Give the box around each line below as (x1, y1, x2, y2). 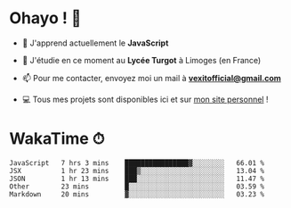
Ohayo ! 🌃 (9, 8, 82, 29)
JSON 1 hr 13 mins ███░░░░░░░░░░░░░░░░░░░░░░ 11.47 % (9, 174, 265, 183)
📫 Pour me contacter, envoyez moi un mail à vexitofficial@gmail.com (21, 72, 282, 83)
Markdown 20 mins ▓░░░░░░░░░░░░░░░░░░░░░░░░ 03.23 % (9, 189, 265, 199)
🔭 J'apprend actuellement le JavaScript (21, 37, 169, 48)
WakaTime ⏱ (9, 129, 105, 149)
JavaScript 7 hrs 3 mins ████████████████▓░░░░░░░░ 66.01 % (9, 158, 265, 168)
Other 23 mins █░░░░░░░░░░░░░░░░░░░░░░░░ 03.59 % (9, 182, 265, 191)
